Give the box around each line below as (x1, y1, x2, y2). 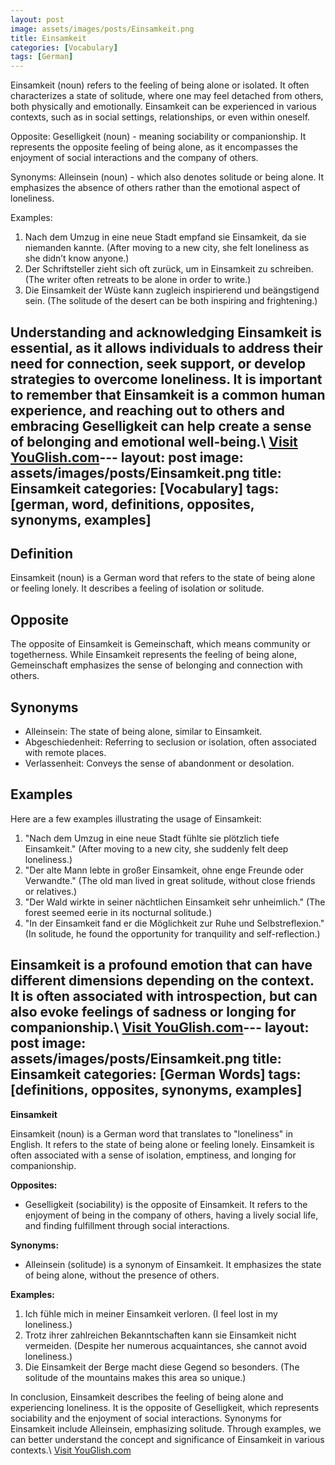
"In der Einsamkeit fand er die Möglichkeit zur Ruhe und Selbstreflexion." (24, 917, 325, 929)
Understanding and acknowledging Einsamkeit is (10, 324, 322, 341)
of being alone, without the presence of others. (24, 1269, 220, 1281)
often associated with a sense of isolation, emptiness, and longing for (10, 1149, 297, 1161)
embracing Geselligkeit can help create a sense (10, 417, 312, 435)
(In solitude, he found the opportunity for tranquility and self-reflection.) (24, 927, 321, 940)
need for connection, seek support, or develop (10, 355, 306, 372)
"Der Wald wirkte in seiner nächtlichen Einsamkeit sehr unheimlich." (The (24, 896, 326, 908)
